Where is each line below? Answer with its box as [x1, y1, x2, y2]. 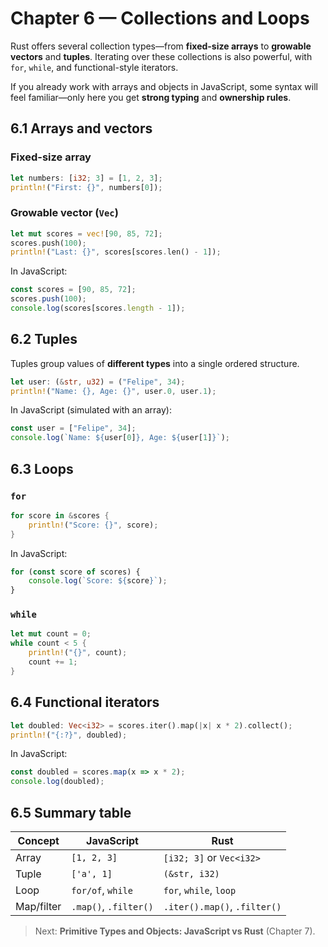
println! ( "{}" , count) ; [28, 648, 128, 658]
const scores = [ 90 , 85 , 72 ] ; [10, 285, 137, 295]
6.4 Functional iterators [10, 694, 160, 711]
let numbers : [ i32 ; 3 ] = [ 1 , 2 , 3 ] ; [10, 173, 163, 183]
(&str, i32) [163, 868, 220, 879]
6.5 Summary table [10, 804, 132, 821]
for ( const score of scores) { [10, 567, 141, 577]
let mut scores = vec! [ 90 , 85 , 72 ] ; [10, 228, 163, 239]
